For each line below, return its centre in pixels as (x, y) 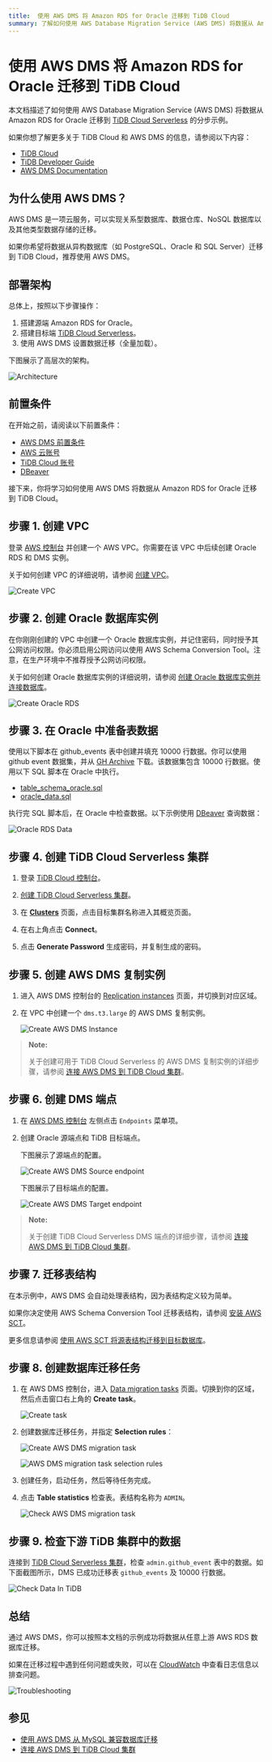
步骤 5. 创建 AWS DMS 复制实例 (87, 975)
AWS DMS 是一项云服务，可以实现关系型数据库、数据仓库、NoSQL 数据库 (132, 219)
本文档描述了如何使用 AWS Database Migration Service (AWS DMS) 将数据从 (136, 110)
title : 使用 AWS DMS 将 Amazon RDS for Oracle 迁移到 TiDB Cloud (119, 16)
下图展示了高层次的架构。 (51, 360)
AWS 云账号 (40, 452)
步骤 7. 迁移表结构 (52, 1274)
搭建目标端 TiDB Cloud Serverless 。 (80, 333)
